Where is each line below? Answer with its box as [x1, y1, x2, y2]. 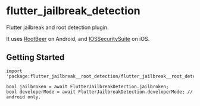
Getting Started [6, 52, 65, 63]
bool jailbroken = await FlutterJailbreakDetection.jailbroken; [6, 83, 169, 89]
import [6, 68, 23, 74]
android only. [6, 94, 42, 100]
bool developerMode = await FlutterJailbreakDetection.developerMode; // [6, 89, 193, 95]
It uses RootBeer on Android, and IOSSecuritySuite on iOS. [6, 35, 150, 42]
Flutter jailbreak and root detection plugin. [6, 24, 109, 31]
